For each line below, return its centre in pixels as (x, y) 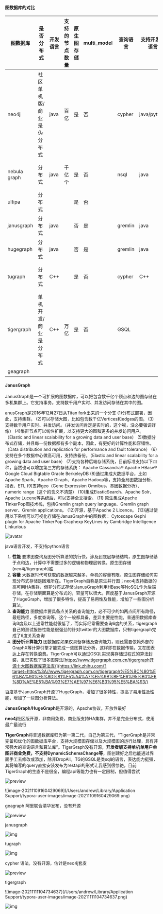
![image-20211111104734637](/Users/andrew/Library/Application (69, 892)
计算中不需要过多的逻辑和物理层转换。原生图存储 (82, 563)
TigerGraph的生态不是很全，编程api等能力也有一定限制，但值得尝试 (73, 772)
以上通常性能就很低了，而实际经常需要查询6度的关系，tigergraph (92, 624)
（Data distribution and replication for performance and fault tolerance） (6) (81, 449)
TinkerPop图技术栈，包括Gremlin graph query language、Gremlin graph (77, 504)
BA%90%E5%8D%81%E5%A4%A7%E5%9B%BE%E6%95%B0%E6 (88, 677)
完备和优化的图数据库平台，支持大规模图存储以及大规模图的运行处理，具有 (79, 741)
